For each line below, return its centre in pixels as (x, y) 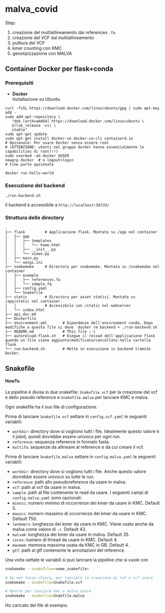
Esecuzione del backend (35, 185)
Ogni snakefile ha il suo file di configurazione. (51, 407)
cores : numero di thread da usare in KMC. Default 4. (65, 539)
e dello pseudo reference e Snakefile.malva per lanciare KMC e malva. (77, 397)
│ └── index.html (25, 310)
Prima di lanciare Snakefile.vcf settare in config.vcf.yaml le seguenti (76, 416)
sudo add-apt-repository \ (33, 117)
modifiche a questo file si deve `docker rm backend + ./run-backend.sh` (82, 327)
